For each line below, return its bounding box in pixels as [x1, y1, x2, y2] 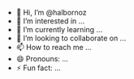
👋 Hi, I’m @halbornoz [15, 8, 87, 17]
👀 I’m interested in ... [15, 16, 85, 26]
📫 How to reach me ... [15, 43, 92, 52]
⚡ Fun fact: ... [15, 63, 61, 73]
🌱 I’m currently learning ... [15, 25, 103, 34]
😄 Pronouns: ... [15, 54, 69, 64]
